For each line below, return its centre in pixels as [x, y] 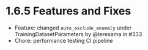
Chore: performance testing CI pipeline [64, 40]
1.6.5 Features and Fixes [68, 11]
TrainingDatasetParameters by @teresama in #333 [78, 34]
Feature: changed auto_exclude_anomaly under [73, 28]
